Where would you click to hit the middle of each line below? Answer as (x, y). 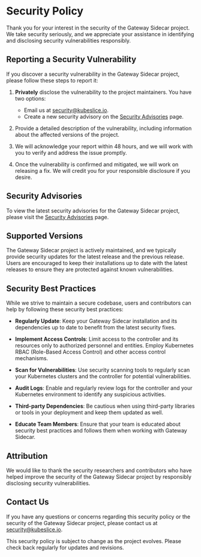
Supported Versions (44, 236)
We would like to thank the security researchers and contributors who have (99, 470)
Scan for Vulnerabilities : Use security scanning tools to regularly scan (102, 370)
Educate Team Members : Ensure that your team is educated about (98, 424)
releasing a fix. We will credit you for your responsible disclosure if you (102, 170)
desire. (23, 177)
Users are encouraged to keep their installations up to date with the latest (97, 263)
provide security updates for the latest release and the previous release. (95, 257)
